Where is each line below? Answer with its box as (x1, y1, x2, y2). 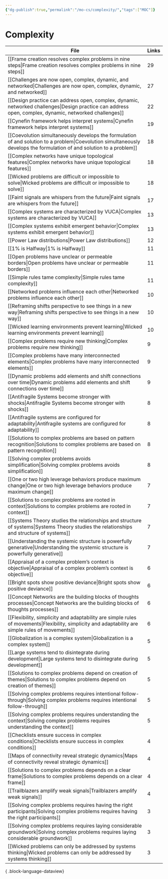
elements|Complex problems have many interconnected (7, 358, 139, 365)
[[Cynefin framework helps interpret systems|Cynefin (7, 117, 133, 124)
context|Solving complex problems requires (7, 717, 110, 724)
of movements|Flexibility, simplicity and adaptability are (7, 620, 138, 627)
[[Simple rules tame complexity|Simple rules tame (7, 274, 125, 281)
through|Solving (7, 696, 46, 703)
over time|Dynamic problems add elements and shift (7, 379, 130, 386)
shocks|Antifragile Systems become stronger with (7, 399, 125, 406)
